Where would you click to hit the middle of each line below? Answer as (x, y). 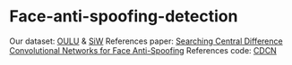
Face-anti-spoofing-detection (124, 16)
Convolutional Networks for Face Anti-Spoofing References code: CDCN (143, 50)
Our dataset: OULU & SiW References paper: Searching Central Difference (146, 41)
